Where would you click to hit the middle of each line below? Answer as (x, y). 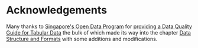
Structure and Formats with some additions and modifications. (82, 39)
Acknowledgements (57, 10)
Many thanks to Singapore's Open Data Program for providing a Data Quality (99, 26)
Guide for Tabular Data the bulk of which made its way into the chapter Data (98, 32)
